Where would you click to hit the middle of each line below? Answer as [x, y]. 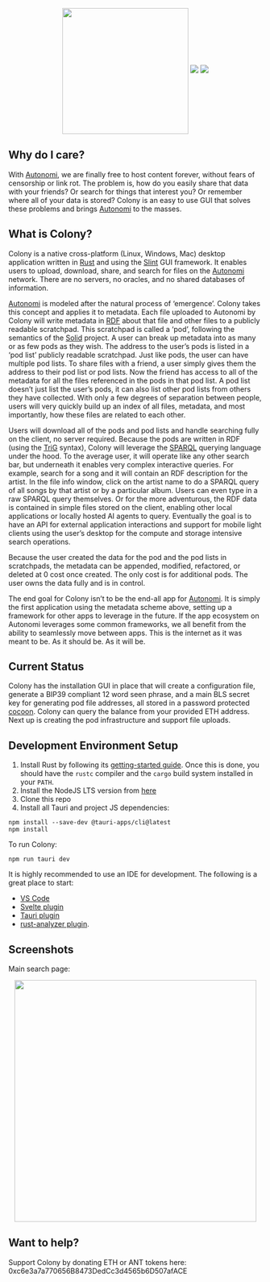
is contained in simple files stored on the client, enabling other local [120, 507]
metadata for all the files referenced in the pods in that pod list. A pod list [129, 380]
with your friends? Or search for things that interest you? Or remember [125, 191]
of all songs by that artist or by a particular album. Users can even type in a [133, 490]
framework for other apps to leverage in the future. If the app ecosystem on [134, 616]
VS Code [35, 898]
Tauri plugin [40, 915]
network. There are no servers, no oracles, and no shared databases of [127, 279]
